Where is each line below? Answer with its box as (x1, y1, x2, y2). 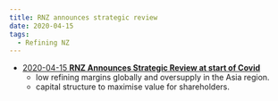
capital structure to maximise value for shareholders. (35, 81, 231, 92)
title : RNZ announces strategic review (9, 13, 158, 22)
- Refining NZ (17, 38, 70, 47)
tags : (9, 29, 29, 38)
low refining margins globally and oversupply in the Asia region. (35, 72, 270, 83)
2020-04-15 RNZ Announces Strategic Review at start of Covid (21, 63, 261, 73)
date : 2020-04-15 (9, 21, 74, 30)
